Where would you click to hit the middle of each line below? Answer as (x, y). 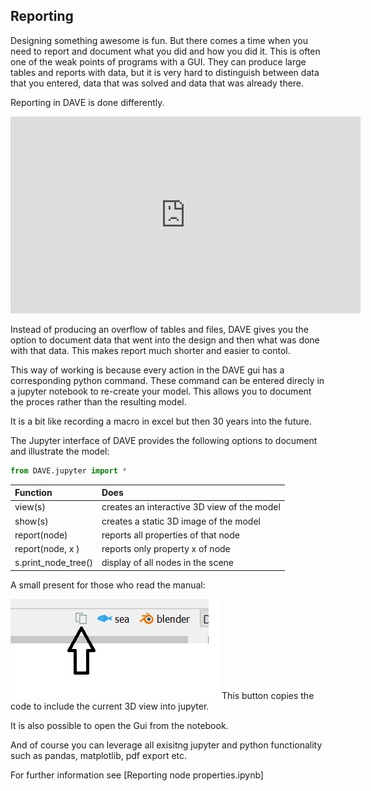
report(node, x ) (47, 549)
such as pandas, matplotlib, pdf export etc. (99, 755)
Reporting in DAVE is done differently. (87, 102)
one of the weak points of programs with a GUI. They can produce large (158, 61)
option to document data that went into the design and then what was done (165, 340)
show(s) (31, 521)
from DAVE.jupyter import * (69, 470)
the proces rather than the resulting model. (98, 401)
